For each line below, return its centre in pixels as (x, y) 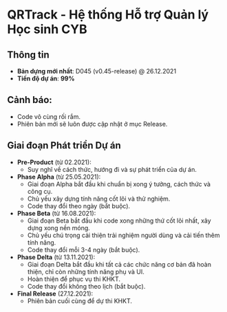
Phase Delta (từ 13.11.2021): (56, 257)
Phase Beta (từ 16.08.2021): (56, 213)
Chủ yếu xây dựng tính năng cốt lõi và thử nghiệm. (99, 199)
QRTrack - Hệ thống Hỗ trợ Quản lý (108, 15)
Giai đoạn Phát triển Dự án (64, 145)
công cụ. (40, 191)
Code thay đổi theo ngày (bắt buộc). (79, 205)
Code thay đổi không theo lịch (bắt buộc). (86, 286)
